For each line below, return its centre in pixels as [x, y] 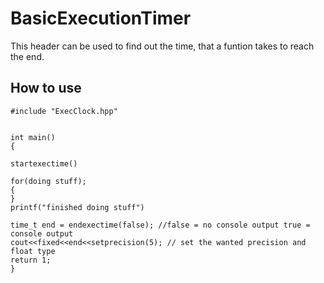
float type [33, 251]
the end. [27, 56]
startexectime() [44, 163]
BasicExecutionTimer [101, 18]
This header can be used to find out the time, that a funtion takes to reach [162, 46]
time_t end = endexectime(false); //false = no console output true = [160, 225]
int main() [33, 137]
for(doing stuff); [48, 181]
